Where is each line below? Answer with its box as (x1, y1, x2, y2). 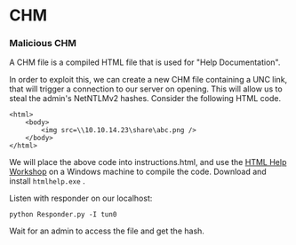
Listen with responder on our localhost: (9, 193, 153, 204)
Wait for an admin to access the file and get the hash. (9, 225, 204, 236)
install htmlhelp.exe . (9, 176, 86, 186)
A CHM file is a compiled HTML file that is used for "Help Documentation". (9, 57, 281, 67)
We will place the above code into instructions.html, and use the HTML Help (9, 157, 287, 168)
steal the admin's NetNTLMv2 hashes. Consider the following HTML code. (9, 93, 282, 104)
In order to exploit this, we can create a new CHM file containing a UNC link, (9, 75, 288, 85)
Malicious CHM (9, 37, 77, 50)
